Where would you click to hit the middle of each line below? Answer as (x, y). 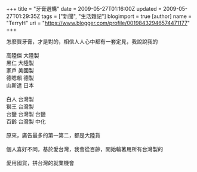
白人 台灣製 (20, 99)
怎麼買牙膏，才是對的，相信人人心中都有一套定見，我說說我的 (82, 42)
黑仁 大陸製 (20, 63)
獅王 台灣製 (20, 107)
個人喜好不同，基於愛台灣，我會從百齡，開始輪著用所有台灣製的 (84, 149)
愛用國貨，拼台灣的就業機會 (40, 163)
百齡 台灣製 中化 (26, 122)
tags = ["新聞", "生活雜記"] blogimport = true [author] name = (117, 16)
